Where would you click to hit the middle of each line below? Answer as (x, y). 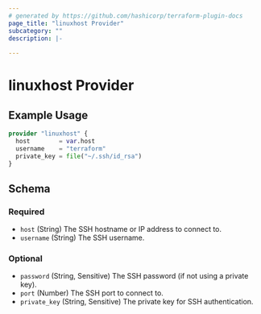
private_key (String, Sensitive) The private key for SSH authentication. (137, 302)
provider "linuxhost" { (48, 134)
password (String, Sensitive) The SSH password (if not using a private (134, 276)
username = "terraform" (61, 149)
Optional (25, 258)
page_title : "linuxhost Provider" (66, 23)
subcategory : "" (35, 31)
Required (27, 212)
